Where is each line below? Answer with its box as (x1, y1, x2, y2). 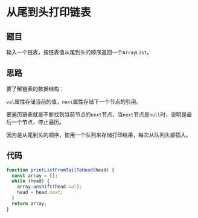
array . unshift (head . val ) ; (17, 184, 83, 190)
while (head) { (11, 178, 50, 184)
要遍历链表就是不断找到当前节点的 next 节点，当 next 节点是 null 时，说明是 (6, 111, 187, 118)
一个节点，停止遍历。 (11, 118, 65, 126)
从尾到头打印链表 (6, 5, 92, 19)
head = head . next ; (17, 190, 63, 196)
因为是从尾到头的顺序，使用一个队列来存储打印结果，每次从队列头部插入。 (6, 131, 191, 138)
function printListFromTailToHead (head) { (6, 167, 115, 173)
